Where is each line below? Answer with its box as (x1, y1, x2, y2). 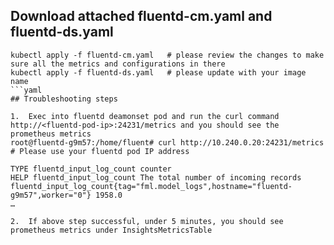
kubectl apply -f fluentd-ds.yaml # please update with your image (10, 67, 307, 78)
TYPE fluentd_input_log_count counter (10, 164, 172, 174)
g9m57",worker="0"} (10, 190, 92, 200)
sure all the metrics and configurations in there (10, 59, 226, 69)
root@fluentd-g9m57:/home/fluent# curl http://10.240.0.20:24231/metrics (10, 137, 325, 148)
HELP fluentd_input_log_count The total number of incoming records (10, 172, 302, 183)
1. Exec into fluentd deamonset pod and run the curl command (10, 111, 280, 121)
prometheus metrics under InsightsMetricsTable (10, 225, 213, 235)
